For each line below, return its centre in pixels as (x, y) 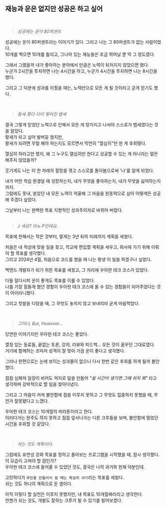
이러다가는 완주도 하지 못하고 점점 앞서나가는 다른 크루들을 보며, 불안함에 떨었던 (82, 417)
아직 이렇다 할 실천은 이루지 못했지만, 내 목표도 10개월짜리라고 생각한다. (74, 494)
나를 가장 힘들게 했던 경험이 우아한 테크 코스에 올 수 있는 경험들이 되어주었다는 (81, 286)
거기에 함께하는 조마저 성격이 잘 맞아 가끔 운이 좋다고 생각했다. (65, 350)
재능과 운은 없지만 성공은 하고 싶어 (54, 9)
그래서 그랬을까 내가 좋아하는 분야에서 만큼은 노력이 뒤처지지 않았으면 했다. (77, 65)
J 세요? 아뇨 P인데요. (37, 226)
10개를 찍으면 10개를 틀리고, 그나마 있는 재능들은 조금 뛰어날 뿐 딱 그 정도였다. (80, 54)
